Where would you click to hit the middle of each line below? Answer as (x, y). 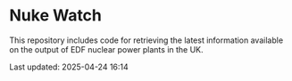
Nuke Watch (56, 16)
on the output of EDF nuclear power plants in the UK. (106, 49)
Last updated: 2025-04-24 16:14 (69, 67)
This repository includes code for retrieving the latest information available (146, 40)
